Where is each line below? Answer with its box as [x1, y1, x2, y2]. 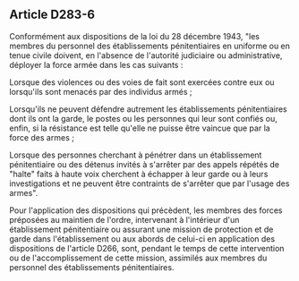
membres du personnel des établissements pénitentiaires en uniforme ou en [9, 40, 291, 51]
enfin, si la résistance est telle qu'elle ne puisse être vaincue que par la [9, 123, 270, 133]
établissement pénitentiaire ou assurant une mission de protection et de [9, 224, 274, 234]
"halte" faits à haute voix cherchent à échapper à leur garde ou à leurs [9, 168, 269, 179]
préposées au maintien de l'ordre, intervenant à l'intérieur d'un [9, 214, 240, 225]
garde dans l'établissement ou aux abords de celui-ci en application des [9, 233, 276, 244]
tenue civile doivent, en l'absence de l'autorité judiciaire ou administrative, [9, 49, 283, 61]
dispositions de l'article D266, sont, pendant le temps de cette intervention [9, 243, 285, 253]
